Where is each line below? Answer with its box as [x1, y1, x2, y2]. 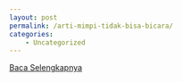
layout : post [9, 12, 58, 22]
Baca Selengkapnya [9, 62, 83, 73]
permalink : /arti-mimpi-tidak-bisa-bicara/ [9, 21, 174, 30]
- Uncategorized [25, 37, 87, 47]
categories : [9, 29, 54, 38]
